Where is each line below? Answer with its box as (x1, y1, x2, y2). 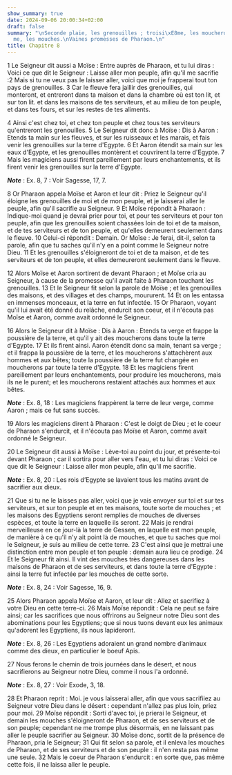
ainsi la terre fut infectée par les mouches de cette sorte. (7, 570, 169, 578)
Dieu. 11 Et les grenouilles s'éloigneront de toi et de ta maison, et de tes (7, 248, 209, 256)
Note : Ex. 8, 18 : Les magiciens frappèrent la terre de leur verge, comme (7, 399, 214, 407)
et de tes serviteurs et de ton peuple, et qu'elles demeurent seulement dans (7, 226, 223, 234)
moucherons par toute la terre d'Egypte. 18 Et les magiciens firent (7, 364, 194, 371)
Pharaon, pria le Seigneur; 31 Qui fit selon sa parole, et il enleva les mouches (7, 738, 225, 747)
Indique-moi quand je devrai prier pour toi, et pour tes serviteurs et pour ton (7, 212, 223, 220)
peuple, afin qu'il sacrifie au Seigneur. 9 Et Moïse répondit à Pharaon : (7, 205, 206, 212)
